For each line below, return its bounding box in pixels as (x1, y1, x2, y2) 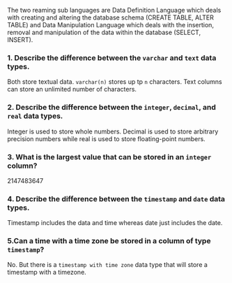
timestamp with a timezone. (7, 268, 87, 277)
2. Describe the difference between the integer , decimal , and (7, 103, 216, 113)
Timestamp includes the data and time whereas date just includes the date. (7, 219, 223, 227)
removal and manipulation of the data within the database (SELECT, (7, 28, 201, 36)
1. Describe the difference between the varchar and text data (7, 52, 217, 62)
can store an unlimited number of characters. (7, 85, 137, 94)
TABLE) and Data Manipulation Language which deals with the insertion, (7, 21, 215, 29)
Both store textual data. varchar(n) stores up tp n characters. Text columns (7, 78, 222, 86)
